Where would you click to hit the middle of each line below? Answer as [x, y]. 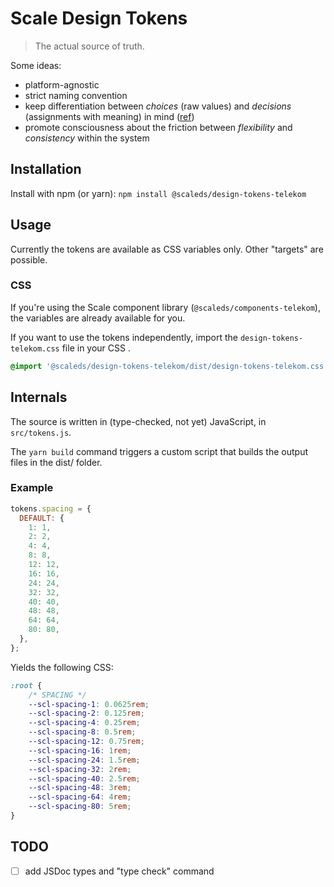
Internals [39, 397]
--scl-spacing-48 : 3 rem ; [80, 788]
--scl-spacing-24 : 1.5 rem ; [84, 760]
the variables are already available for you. [98, 318]
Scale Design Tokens [99, 18]
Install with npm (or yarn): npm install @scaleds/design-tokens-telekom [158, 193]
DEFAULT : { [42, 518]
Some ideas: [36, 65]
